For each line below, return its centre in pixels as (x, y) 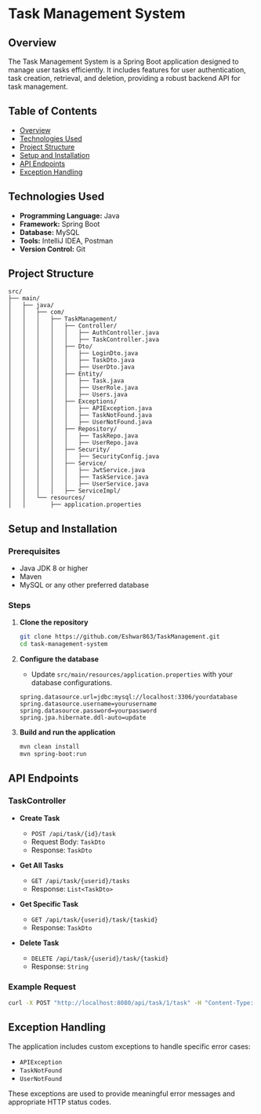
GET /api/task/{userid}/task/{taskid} (94, 920)
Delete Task (39, 943)
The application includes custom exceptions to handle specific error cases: (129, 1046)
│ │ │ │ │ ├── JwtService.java (77, 471)
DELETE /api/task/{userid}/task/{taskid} (100, 958)
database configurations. (71, 683)
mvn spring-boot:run (53, 754)
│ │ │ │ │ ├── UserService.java (78, 484)
